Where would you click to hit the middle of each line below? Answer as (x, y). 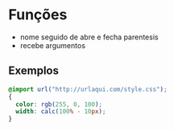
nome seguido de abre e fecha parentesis (89, 37)
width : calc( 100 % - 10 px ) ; (61, 112)
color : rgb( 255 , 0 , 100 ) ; (59, 104)
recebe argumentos (53, 45)
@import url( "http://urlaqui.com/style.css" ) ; (88, 89)
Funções (38, 15)
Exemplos (33, 71)
